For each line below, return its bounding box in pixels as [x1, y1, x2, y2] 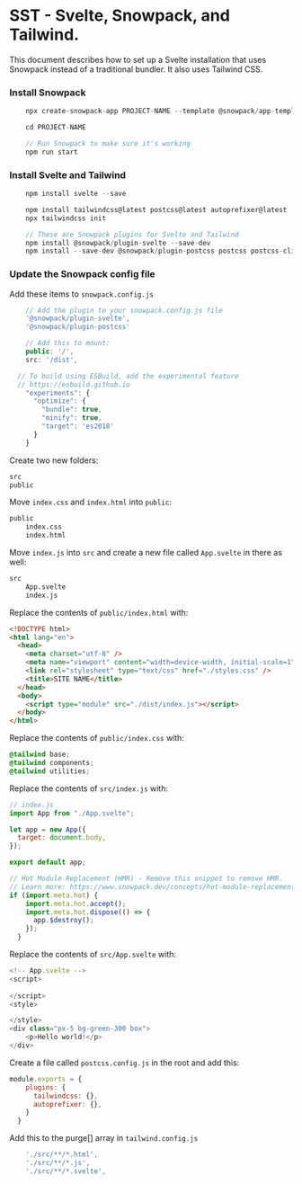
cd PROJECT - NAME [25, 123, 87, 132]
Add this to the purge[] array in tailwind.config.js [9, 1133, 199, 1144]
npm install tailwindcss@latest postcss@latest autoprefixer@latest [25, 205, 288, 214]
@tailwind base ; [9, 750, 70, 760]
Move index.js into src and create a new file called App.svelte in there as [9, 547, 283, 558]
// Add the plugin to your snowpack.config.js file [25, 306, 223, 315]
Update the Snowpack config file [9, 268, 155, 280]
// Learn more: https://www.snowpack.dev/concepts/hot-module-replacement [9, 882, 296, 891]
